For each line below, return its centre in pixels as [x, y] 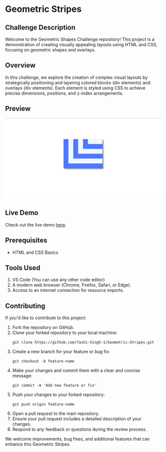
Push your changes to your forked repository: [59, 395]
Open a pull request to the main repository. [56, 414]
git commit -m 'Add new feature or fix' [54, 386]
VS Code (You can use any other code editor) [59, 280]
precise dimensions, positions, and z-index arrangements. [64, 93]
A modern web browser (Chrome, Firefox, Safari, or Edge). [72, 285]
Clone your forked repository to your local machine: [65, 333]
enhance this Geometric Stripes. [38, 444]
